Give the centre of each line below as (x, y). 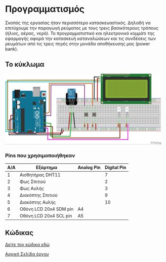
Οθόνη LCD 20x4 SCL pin (46, 216)
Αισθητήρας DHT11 (40, 175)
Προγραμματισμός (45, 9)
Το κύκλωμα (25, 64)
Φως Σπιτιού (33, 182)
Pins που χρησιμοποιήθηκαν (40, 155)
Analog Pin (89, 168)
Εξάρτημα (47, 168)
